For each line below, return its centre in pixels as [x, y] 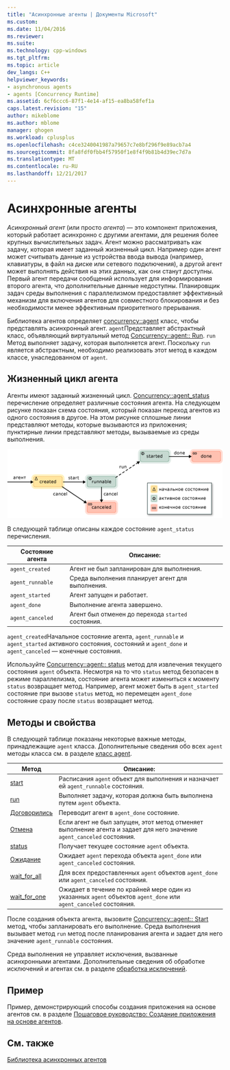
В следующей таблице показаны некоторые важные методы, [97, 739]
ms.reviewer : [26, 36]
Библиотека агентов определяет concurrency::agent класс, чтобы [103, 321]
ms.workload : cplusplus [41, 137]
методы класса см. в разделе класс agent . [69, 754]
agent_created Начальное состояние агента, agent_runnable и [95, 637]
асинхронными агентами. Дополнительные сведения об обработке [106, 962]
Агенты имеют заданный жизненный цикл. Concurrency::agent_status [108, 395]
